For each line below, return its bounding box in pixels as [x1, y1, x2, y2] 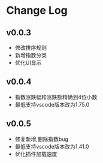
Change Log [6, 4, 68, 17]
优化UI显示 [14, 59, 42, 66]
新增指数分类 [14, 52, 47, 59]
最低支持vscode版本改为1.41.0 [14, 143, 89, 150]
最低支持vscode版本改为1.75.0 [14, 101, 90, 108]
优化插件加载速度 [14, 150, 57, 158]
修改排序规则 [14, 44, 47, 51]
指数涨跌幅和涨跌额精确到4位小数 [14, 93, 98, 101]
